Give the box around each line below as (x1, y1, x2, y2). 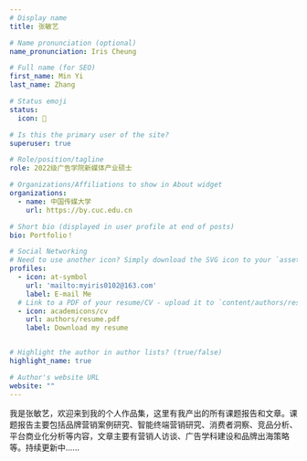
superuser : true (9, 139, 71, 148)
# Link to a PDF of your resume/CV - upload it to (17, 298, 215, 307)
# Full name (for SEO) (9, 63, 96, 73)
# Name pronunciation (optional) (9, 38, 137, 47)
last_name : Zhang (9, 80, 76, 89)
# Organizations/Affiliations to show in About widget (9, 180, 223, 190)
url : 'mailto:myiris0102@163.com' (26, 280, 157, 290)
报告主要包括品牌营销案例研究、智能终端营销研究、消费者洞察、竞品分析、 (16, 419, 298, 430)
